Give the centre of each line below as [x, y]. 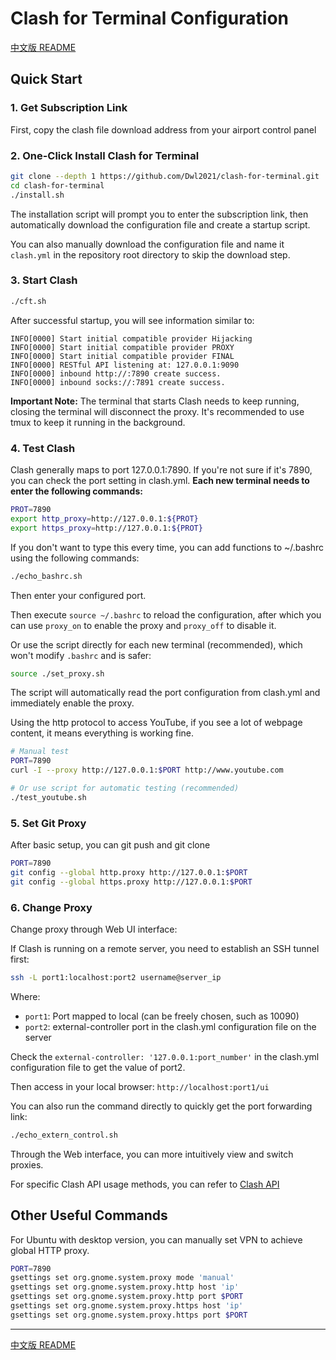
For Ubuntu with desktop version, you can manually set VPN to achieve [156, 1239]
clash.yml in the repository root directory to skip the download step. [150, 254]
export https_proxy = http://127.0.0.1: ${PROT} [106, 528]
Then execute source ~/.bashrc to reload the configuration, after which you [166, 614]
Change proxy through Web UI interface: [94, 929]
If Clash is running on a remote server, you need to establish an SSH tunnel [165, 948]
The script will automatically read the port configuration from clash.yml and [165, 693]
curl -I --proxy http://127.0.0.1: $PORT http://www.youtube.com [147, 770]
